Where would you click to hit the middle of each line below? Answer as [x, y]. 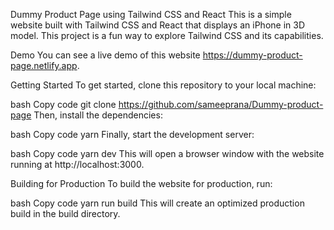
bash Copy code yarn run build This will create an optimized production [157, 203]
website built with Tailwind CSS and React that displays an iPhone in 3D [157, 25]
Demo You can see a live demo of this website [105, 55]
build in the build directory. [65, 213]
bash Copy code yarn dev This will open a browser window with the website [167, 153]
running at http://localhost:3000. [77, 164]
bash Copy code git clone [63, 104]
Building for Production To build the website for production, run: [141, 183]
